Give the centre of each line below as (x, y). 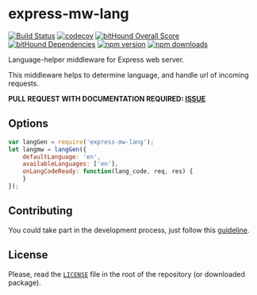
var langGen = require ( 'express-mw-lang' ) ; (81, 142)
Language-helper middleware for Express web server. (96, 59)
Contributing (40, 211)
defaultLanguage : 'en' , (62, 157)
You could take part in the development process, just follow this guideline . (129, 230)
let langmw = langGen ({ (48, 149)
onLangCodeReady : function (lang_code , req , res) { (108, 171)
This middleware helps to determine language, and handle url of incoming (129, 75)
